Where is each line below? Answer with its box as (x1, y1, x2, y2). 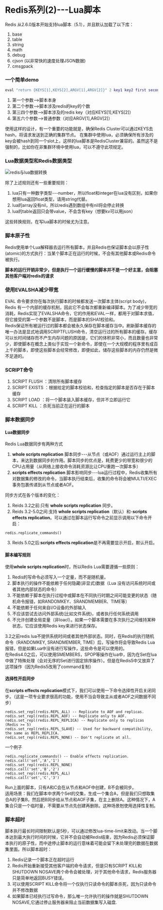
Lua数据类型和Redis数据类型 (5, 158, 72, 164)
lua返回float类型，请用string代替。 (20, 196, 90, 202)
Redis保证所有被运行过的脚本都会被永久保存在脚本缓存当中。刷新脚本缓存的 (5, 323, 157, 328)
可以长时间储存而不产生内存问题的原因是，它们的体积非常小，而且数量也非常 (5, 335, 158, 340)
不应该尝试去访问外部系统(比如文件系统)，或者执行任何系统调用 (12, 611, 139, 616)
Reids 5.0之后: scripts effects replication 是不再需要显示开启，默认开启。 (12, 540, 158, 546)
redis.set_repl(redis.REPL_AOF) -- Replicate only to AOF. (5, 713, 127, 718)
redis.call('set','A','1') (5, 758, 60, 763)
